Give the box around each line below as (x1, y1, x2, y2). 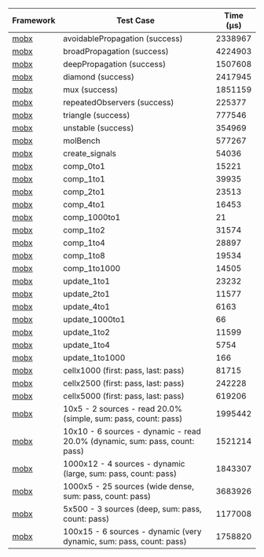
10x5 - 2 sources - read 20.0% (62, 404, 182, 414)
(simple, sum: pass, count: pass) (62, 413, 183, 423)
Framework (12, 15, 56, 26)
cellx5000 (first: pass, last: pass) (62, 390, 185, 401)
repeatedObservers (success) (62, 97, 174, 108)
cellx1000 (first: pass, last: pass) (62, 365, 185, 376)
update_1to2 (62, 327, 110, 337)
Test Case (116, 15, 156, 26)
